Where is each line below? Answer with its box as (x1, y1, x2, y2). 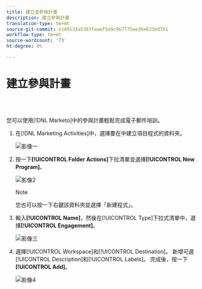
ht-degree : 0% (6, 43, 43, 50)
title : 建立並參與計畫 (6, 9, 58, 15)
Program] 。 (15, 163, 46, 170)
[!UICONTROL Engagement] (20, 222, 93, 229)
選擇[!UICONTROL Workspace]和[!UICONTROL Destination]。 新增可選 (15, 247, 194, 255)
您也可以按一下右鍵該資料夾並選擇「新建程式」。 (15, 201, 137, 208)
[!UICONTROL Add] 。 (15, 263, 71, 270)
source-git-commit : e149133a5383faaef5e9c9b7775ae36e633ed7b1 (6, 26, 168, 32)
